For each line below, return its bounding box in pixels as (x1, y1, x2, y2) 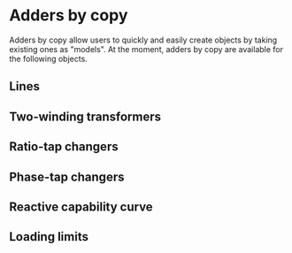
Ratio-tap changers (9, 139, 119, 155)
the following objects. (9, 53, 88, 64)
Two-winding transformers (9, 109, 162, 124)
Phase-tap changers (9, 169, 125, 184)
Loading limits (9, 229, 88, 244)
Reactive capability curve (9, 199, 153, 214)
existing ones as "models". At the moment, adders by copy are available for (9, 43, 284, 54)
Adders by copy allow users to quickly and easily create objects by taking (9, 34, 278, 45)
